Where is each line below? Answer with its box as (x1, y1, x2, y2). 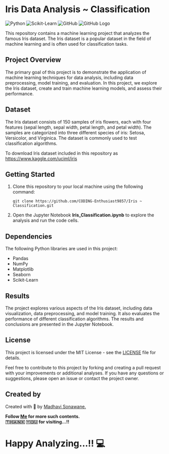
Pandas (12, 255, 29, 261)
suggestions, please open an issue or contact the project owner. (5, 375, 139, 381)
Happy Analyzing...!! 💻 (5, 437, 105, 449)
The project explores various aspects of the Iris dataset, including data (5, 305, 153, 311)
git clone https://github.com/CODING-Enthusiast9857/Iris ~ (12, 199, 142, 204)
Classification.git (12, 203, 54, 208)
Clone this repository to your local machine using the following (12, 183, 143, 190)
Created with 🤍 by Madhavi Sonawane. (5, 403, 86, 409)
